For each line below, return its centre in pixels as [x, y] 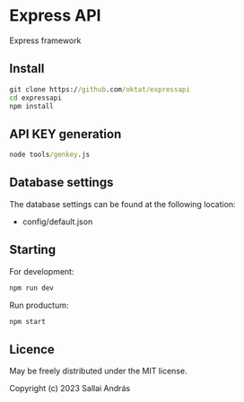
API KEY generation [65, 134]
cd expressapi [36, 98]
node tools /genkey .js [50, 155]
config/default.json [57, 222]
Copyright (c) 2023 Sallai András [70, 389]
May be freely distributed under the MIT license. [98, 371]
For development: [42, 271]
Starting [33, 250]
